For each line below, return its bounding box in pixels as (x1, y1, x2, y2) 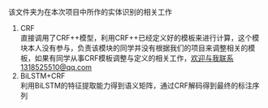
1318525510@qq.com (19, 63, 92, 71)
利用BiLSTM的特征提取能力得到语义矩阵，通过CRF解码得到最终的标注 (19, 80, 253, 90)
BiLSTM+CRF (19, 71, 66, 80)
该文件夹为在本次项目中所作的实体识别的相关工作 (8, 7, 172, 16)
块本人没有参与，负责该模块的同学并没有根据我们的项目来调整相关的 (19, 43, 249, 53)
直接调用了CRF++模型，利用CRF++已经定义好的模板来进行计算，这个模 (19, 33, 260, 42)
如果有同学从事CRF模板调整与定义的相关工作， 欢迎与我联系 (34, 54, 234, 63)
